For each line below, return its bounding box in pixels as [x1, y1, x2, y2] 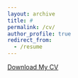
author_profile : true [7, 30, 72, 38]
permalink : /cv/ [7, 23, 55, 30]
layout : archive [7, 10, 55, 18]
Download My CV [7, 63, 59, 71]
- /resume [13, 43, 43, 50]
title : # [7, 17, 33, 24]
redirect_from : [7, 37, 52, 44]
